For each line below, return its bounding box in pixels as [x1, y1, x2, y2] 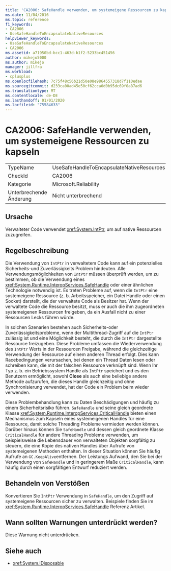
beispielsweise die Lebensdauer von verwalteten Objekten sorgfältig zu [5, 437, 155, 443]
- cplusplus [5, 74, 31, 79]
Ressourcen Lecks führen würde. [5, 314, 75, 320]
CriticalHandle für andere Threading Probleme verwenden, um [5, 432, 138, 438]
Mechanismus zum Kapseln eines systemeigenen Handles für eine [5, 415, 145, 421]
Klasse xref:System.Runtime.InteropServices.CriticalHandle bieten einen [5, 410, 157, 416]
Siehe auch [5, 546, 42, 555]
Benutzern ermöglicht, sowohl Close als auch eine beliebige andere [5, 373, 148, 379]
